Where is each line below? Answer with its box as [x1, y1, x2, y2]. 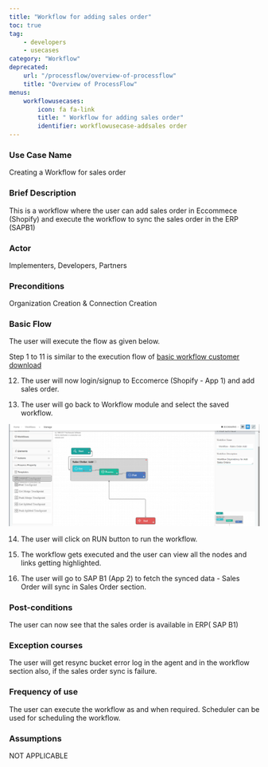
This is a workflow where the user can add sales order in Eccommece [9, 206, 238, 215]
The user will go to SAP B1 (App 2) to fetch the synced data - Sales [20, 573, 240, 583]
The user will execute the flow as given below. [9, 336, 161, 346]
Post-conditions [9, 602, 73, 613]
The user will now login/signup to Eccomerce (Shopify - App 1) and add [20, 376, 255, 386]
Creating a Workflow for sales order [9, 167, 126, 177]
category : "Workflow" [9, 55, 81, 63]
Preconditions [9, 280, 65, 291]
